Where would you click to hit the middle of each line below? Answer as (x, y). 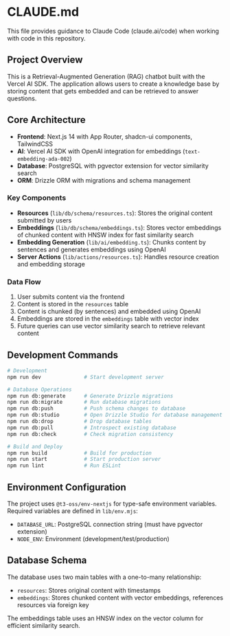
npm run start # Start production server (84, 459)
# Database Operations (39, 389)
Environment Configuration (67, 487)
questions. (22, 98)
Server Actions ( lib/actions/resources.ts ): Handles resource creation (118, 257)
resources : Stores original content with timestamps (89, 590)
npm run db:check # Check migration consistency (90, 434)
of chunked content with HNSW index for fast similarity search (105, 235)
